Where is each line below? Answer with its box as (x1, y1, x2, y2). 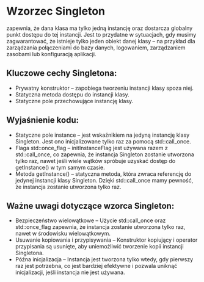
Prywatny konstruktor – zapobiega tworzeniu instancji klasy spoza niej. (15, 84, 194, 92)
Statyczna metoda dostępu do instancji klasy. (15, 90, 129, 98)
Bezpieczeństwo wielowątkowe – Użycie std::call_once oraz (15, 217, 166, 224)
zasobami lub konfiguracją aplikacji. (6, 50, 97, 57)
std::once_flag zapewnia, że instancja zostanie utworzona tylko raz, (15, 223, 186, 231)
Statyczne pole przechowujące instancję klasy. (15, 97, 134, 104)
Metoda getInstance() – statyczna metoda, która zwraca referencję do (15, 170, 192, 178)
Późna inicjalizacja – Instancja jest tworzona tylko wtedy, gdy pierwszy (15, 256, 194, 263)
